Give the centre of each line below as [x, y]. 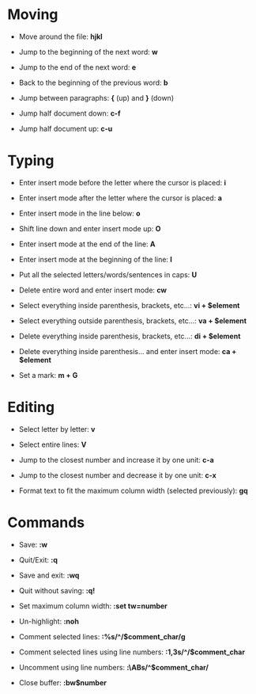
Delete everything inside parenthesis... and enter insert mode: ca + [128, 351]
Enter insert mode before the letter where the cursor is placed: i [122, 182]
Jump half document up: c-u [66, 128]
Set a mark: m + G [48, 375]
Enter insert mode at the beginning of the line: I [96, 259]
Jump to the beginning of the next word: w [88, 51]
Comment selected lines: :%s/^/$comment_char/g [102, 636]
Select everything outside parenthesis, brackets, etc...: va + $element [132, 320]
